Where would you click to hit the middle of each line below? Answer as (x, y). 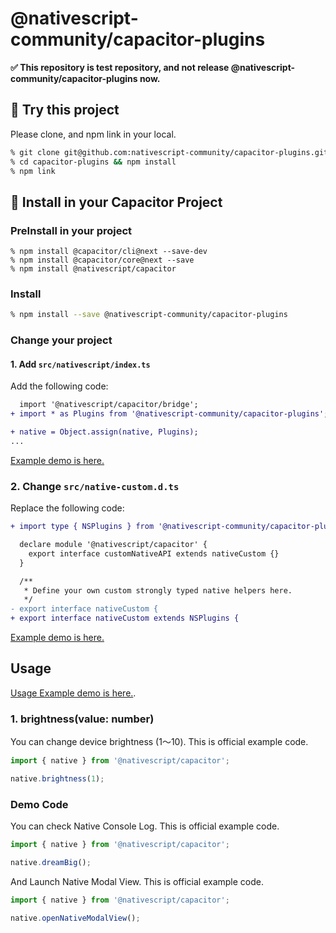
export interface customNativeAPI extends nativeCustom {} (154, 553)
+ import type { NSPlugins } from (82, 527)
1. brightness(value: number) (82, 719)
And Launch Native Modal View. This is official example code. (137, 881)
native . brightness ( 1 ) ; (57, 779)
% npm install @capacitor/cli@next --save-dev (109, 252)
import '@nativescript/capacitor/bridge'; (109, 405)
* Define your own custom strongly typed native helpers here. (158, 590)
